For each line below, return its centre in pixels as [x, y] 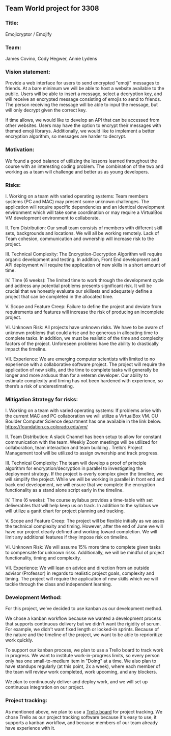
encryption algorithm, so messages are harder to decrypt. [66, 136]
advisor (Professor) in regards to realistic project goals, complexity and [80, 573]
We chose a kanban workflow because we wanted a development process [83, 618]
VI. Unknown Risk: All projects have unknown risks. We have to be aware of [84, 327]
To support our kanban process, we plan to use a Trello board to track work [84, 650]
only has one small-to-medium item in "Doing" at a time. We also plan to [81, 661]
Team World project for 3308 [52, 8]
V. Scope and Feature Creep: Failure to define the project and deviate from [83, 306]
